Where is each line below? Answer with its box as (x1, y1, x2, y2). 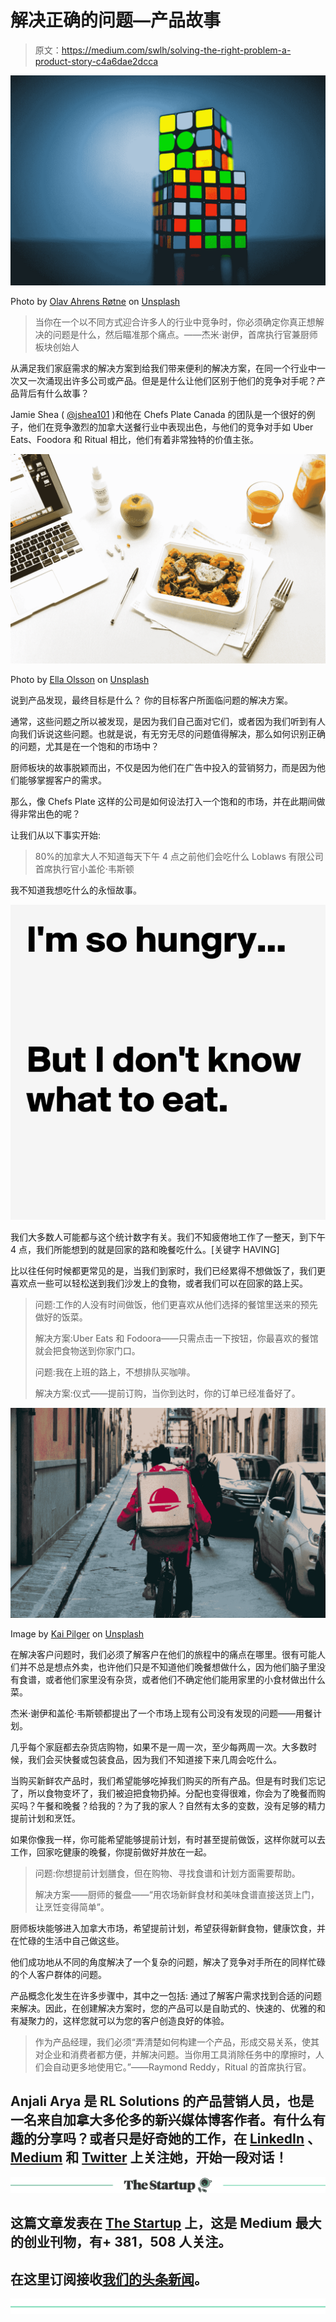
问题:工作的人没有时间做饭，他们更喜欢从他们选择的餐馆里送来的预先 (34, 1299, 318, 1311)
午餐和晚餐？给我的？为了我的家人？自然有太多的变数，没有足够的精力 (36, 1799, 326, 1811)
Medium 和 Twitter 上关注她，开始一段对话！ (10, 2149, 288, 2166)
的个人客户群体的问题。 (10, 1968, 107, 1980)
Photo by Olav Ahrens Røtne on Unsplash (10, 295, 181, 307)
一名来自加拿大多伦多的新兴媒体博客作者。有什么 (10, 2112, 313, 2129)
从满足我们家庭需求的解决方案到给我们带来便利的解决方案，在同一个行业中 (10, 362, 317, 374)
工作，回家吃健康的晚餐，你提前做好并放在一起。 (10, 1846, 212, 1858)
